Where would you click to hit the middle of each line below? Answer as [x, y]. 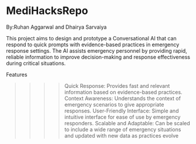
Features [17, 74]
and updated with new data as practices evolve [121, 135]
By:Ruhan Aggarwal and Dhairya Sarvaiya [56, 27]
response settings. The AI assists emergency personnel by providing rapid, [97, 50]
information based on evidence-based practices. [124, 92]
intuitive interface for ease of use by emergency [122, 117]
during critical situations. [36, 63]
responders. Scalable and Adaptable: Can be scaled [127, 123]
